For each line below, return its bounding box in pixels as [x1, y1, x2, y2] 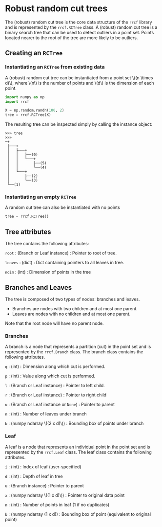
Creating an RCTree [5, 49, 62, 57]
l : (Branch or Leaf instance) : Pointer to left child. [5, 383, 105, 389]
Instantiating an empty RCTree [5, 194, 77, 201]
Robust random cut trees [5, 3, 108, 14]
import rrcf [5, 99, 29, 104]
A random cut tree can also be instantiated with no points [5, 205, 121, 210]
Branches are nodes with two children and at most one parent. [12, 305, 138, 311]
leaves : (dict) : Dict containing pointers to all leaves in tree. [5, 260, 124, 266]
